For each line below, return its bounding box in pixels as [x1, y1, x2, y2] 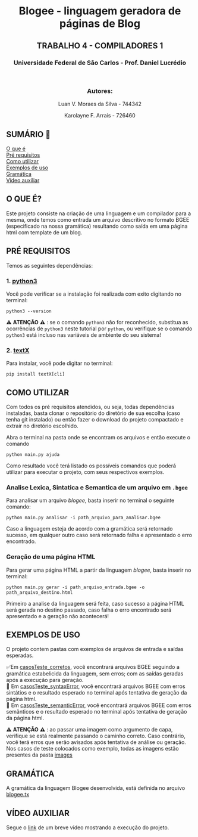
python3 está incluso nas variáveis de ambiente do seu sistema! [6, 331, 162, 338]
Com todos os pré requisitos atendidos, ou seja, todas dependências [6, 404, 175, 411]
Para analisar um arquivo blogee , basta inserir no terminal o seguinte [6, 497, 175, 504]
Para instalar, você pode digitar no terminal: [6, 359, 113, 367]
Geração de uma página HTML [6, 553, 96, 561]
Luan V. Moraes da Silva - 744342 [58, 100, 142, 108]
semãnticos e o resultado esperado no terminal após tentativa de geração [6, 708, 187, 715]
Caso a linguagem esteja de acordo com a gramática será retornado [6, 525, 173, 532]
